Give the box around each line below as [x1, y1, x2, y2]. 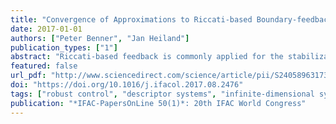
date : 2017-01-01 [10, 24, 83, 34]
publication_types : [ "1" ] [10, 42, 118, 53]
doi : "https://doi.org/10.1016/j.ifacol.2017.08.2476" [10, 80, 244, 90]
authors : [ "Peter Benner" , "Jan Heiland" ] [10, 33, 190, 43]
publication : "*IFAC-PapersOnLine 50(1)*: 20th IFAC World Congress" [10, 98, 307, 108]
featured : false [10, 61, 78, 71]
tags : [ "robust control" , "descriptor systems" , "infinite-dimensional [10, 89, 315, 99]
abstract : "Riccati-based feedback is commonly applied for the [10, 52, 284, 62]
